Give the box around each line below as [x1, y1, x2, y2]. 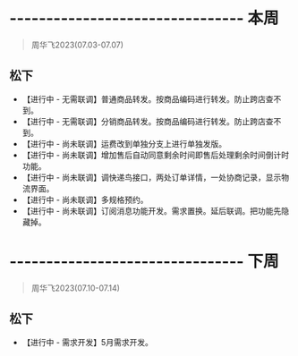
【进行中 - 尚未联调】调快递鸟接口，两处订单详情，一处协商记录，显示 [21, 172, 282, 182]
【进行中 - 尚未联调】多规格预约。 [21, 194, 149, 205]
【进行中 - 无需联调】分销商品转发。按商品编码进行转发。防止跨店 [21, 115, 267, 126]
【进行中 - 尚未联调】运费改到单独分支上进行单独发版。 [21, 138, 227, 148]
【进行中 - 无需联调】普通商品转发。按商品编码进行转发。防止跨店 [21, 93, 267, 104]
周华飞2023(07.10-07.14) [30, 283, 121, 293]
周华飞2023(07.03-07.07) [30, 39, 123, 50]
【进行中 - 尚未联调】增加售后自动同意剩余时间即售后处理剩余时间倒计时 [21, 149, 290, 160]
